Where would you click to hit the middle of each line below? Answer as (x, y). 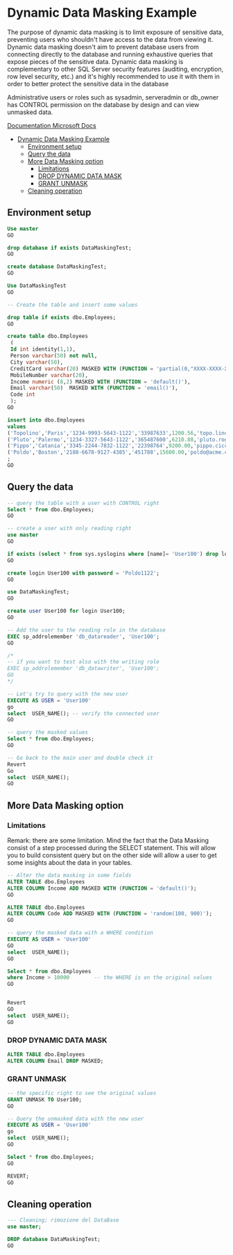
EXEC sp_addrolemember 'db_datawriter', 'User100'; (83, 669)
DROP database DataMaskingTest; (54, 1240)
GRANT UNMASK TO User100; (44, 1100)
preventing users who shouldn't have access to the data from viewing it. (110, 39)
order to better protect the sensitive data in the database (88, 83)
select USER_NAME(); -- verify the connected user (83, 713)
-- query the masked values (48, 733)
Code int (23, 394)
